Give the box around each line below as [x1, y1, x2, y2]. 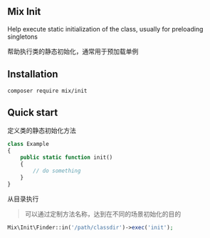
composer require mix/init [7, 87, 88, 94]
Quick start [7, 106, 58, 119]
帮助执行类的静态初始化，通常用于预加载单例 [7, 46, 139, 56]
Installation [7, 68, 58, 81]
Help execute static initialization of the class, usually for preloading [7, 24, 204, 33]
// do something [33, 167, 81, 174]
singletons [7, 32, 38, 41]
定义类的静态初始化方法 [7, 127, 76, 135]
